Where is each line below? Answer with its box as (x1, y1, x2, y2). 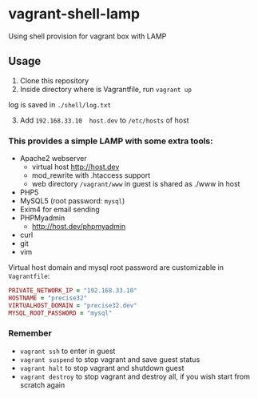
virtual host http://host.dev (31, 162, 120, 172)
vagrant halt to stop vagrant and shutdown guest (19, 363, 185, 372)
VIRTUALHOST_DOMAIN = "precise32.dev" (8, 301, 137, 309)
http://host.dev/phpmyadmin (31, 222, 126, 231)
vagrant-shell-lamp (8, 5, 141, 23)
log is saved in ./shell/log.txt (8, 99, 112, 109)
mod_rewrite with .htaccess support (31, 171, 151, 180)
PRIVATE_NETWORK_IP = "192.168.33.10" (8, 287, 137, 295)
